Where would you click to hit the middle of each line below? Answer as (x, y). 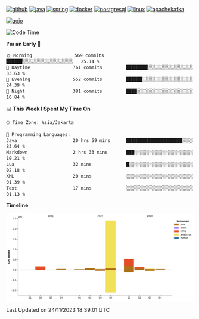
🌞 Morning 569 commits (55, 55)
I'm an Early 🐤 (24, 44)
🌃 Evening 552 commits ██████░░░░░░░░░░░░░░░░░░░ (100, 79)
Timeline (17, 205)
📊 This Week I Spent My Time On (48, 109)
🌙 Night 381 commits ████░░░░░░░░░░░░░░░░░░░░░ (100, 91)
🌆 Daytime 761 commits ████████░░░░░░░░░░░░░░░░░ (100, 67)
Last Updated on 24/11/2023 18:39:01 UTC (58, 310)
